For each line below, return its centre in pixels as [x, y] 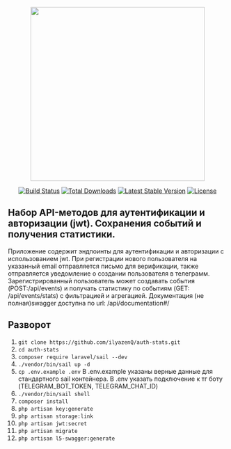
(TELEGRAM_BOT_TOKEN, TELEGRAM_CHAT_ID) [88, 386]
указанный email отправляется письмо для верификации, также [103, 266]
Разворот [30, 325]
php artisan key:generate [55, 409]
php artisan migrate [48, 431]
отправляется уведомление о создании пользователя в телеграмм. [109, 273]
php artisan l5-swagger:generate [66, 439]
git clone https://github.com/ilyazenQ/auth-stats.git [99, 342]
